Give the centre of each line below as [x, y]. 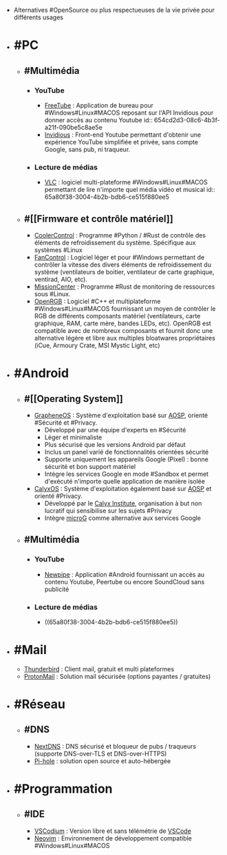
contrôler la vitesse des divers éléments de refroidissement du [123, 265]
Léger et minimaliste [73, 437]
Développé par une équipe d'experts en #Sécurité [115, 430]
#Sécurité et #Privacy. [66, 422]
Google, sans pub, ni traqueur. [87, 149]
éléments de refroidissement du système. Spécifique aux [115, 242]
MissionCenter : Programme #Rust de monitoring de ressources [125, 287]
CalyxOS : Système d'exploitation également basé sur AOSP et [123, 488]
